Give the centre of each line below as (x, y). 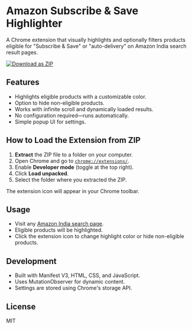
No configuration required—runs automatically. (72, 115)
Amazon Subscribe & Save (72, 11)
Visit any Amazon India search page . (59, 224)
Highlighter (34, 23)
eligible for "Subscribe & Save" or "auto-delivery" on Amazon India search (96, 46)
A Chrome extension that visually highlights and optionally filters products (96, 40)
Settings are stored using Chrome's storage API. (73, 288)
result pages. (22, 52)
